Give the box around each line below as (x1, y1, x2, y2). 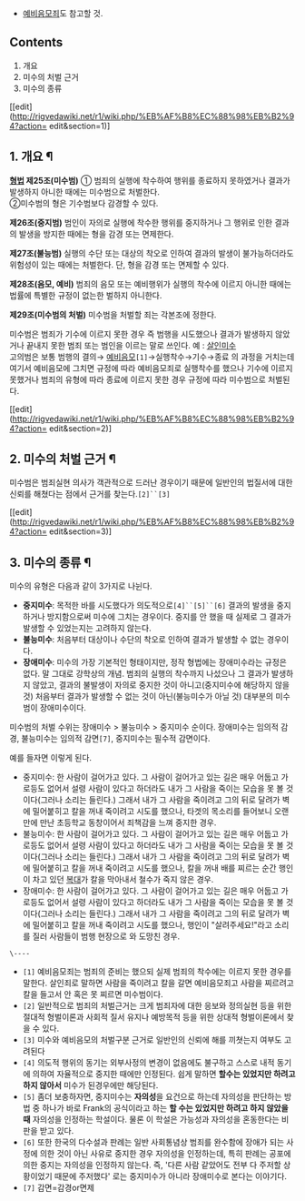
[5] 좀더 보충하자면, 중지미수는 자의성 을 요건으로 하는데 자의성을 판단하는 (22, 1091, 283, 1103)
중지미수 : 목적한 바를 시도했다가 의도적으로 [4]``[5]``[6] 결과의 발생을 (22, 600, 275, 611)
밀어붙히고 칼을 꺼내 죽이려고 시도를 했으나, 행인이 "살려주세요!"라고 (32, 920, 272, 931)
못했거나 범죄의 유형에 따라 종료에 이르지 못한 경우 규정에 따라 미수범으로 (9, 374, 266, 385)
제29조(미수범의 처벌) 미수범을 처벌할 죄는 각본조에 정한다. (9, 308, 217, 320)
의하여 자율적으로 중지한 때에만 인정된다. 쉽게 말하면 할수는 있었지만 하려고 (32, 1068, 296, 1080)
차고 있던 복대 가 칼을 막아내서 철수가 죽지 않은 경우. (32, 874, 214, 885)
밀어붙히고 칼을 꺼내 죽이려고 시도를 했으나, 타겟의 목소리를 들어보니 (32, 806, 272, 817)
